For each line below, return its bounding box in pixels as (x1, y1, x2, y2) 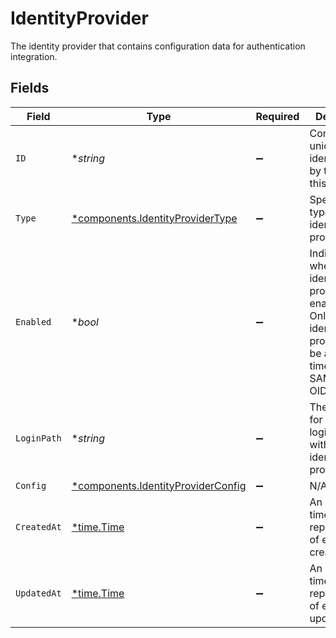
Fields (10, 80, 50, 97)
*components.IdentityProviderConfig (71, 478, 247, 492)
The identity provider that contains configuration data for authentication (10, 40, 306, 52)
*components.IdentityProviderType (71, 211, 238, 225)
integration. (10, 50, 58, 62)
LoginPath (15, 432, 62, 444)
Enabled (15, 316, 52, 327)
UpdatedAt (15, 587, 62, 599)
